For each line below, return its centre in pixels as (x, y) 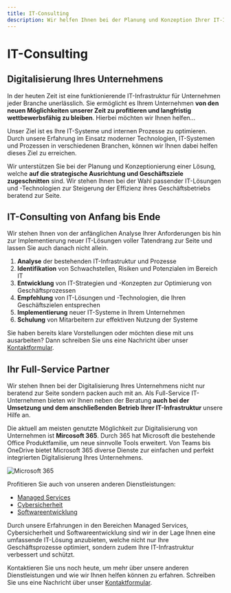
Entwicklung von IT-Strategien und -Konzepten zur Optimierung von (114, 283)
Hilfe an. (19, 415)
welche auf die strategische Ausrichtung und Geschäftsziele (95, 173)
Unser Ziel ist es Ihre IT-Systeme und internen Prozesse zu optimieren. (107, 131)
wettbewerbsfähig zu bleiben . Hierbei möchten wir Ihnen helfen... (101, 118)
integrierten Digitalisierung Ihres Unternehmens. (75, 458)
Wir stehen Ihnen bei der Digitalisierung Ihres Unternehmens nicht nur (106, 386)
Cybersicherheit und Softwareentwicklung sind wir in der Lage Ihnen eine (111, 533)
